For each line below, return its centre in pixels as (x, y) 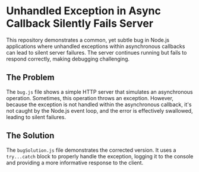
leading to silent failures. (36, 117)
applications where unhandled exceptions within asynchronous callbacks (96, 46)
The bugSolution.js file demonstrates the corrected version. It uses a (91, 150)
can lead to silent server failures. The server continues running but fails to (97, 52)
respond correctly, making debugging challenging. (68, 59)
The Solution (30, 136)
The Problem (30, 77)
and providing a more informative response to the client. (75, 163)
